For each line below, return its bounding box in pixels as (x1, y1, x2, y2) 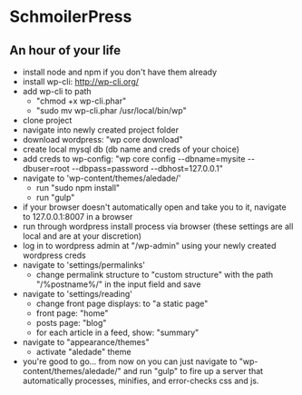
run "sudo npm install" (35, 183, 121, 193)
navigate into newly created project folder (22, 124, 180, 135)
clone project (22, 115, 73, 125)
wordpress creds (22, 250, 86, 261)
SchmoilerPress (9, 6, 132, 27)
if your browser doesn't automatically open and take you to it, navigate (22, 202, 287, 212)
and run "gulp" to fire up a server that (122, 366, 264, 376)
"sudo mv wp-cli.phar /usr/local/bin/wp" (35, 105, 188, 115)
